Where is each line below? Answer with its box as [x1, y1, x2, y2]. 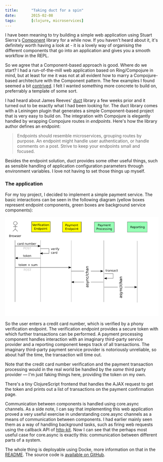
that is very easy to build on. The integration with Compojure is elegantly [5, 113, 151, 119]
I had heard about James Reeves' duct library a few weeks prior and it [5, 97, 145, 103]
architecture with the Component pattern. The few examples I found [18, 78, 155, 84]
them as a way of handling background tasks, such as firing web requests [5, 422, 153, 427]
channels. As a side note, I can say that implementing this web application [5, 406, 153, 412]
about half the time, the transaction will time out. [5, 352, 102, 358]
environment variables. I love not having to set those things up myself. [5, 168, 145, 174]
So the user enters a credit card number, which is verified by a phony [5, 321, 144, 327]
